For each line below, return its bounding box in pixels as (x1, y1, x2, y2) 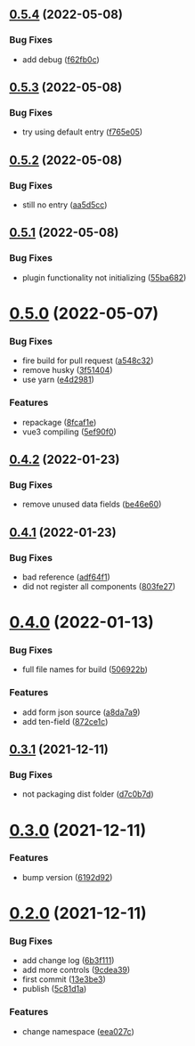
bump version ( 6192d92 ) (21, 872, 113, 882)
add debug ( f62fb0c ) (21, 53, 100, 65)
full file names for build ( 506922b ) (21, 664, 149, 675)
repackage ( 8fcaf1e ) (21, 417, 97, 427)
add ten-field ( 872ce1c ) (21, 716, 109, 726)
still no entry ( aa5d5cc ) (21, 199, 108, 210)
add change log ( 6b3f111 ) (21, 955, 115, 966)
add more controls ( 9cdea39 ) (21, 965, 131, 976)
